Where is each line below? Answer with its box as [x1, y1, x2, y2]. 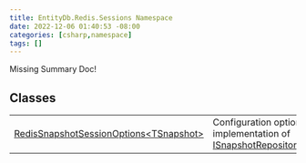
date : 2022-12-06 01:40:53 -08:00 [9, 22, 141, 31]
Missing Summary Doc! [9, 64, 97, 75]
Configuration [212, 116, 272, 128]
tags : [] [9, 38, 43, 48]
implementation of [212, 127, 291, 140]
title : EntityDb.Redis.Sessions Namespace [9, 13, 173, 23]
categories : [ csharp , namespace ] [9, 30, 132, 39]
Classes [9, 90, 56, 106]
